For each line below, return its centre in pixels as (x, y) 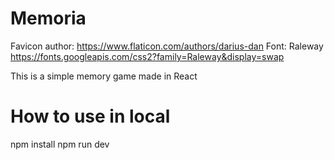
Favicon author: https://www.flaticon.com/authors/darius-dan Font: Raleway (167, 46)
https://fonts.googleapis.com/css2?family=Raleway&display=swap (147, 56)
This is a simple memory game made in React (104, 76)
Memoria (48, 18)
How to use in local (90, 116)
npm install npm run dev (60, 144)
